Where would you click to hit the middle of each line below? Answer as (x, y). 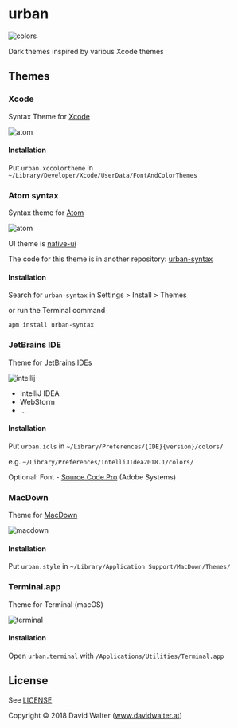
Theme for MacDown (43, 515)
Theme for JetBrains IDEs (50, 362)
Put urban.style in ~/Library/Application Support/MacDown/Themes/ (119, 566)
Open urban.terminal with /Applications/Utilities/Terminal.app (116, 656)
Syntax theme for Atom (46, 213)
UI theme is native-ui (43, 244)
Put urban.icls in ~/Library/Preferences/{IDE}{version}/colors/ (116, 446)
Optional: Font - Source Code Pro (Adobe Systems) (92, 477)
